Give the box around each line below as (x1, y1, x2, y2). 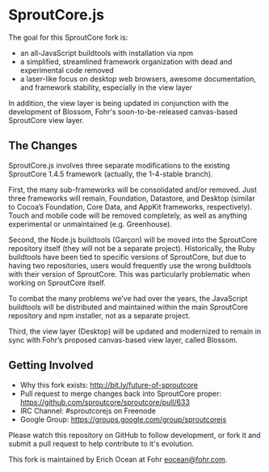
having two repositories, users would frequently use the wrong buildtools (8, 261, 252, 270)
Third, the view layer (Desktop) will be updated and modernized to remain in (8, 326, 261, 336)
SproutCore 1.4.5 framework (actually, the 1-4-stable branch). (8, 168, 213, 179)
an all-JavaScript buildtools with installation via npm (19, 48, 194, 57)
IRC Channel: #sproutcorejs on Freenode (19, 406, 156, 415)
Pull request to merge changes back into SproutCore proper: (19, 389, 222, 398)
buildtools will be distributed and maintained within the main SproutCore (8, 302, 249, 312)
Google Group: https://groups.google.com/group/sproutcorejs (19, 415, 227, 424)
